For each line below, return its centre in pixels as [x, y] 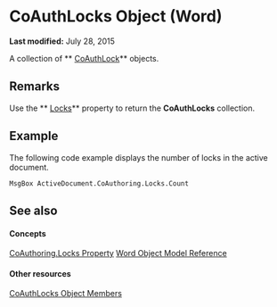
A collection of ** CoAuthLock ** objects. [84, 58]
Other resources [40, 273]
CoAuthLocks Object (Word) [116, 17]
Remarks [35, 87]
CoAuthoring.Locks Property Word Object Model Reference [118, 253]
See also [33, 210]
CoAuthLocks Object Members [66, 294]
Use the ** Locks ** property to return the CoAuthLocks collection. [132, 108]
